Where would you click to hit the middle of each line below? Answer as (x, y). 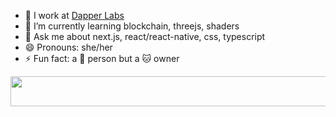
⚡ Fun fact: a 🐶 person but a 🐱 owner (102, 58)
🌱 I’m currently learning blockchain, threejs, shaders (132, 26)
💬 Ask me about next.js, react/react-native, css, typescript (145, 36)
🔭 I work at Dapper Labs (74, 15)
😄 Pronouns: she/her (68, 47)
